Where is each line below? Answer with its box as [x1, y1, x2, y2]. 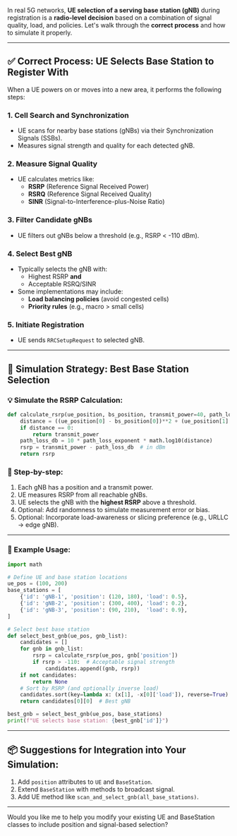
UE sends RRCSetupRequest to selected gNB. [17, 336, 145, 344]
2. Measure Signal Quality [7, 159, 97, 169]
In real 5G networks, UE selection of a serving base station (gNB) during [7, 6, 220, 14]
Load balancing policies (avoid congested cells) [28, 295, 169, 303]
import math [7, 561, 42, 568]
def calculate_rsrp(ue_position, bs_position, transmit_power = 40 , [7, 411, 207, 418]
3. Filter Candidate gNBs [7, 215, 93, 225]
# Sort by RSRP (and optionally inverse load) [20, 684, 159, 692]
